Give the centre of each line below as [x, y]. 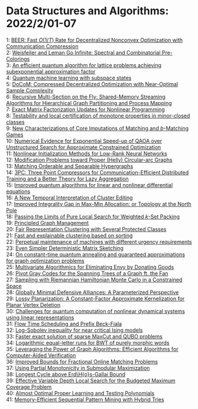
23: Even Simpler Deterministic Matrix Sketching [65, 248]
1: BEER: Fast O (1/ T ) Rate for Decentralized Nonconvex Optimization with [95, 40]
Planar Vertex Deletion [33, 305]
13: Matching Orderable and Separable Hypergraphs [70, 166]
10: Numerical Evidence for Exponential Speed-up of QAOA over [84, 141]
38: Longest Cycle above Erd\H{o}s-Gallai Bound [66, 374]
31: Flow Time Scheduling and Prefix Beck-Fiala [64, 324]
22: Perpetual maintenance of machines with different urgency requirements [99, 242]
